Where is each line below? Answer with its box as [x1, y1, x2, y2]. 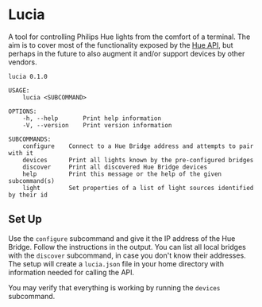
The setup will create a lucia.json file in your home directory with [8, 258, 225, 268]
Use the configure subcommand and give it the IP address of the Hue [8, 233, 236, 243]
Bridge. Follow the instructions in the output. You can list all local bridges [8, 242, 246, 251]
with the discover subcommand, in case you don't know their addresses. [8, 251, 246, 260]
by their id [8, 191, 48, 199]
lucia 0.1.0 [8, 72, 48, 80]
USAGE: [8, 86, 30, 95]
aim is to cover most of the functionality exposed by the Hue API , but [8, 40, 233, 49]
